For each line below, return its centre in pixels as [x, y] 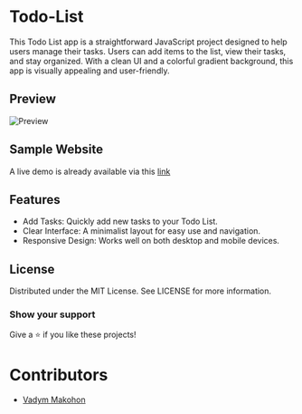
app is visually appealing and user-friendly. [90, 71]
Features [35, 200]
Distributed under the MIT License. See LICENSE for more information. [141, 291]
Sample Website [57, 150]
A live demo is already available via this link [90, 171]
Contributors [59, 375]
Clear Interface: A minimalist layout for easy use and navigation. [141, 231]
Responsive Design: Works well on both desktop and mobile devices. [151, 241]
